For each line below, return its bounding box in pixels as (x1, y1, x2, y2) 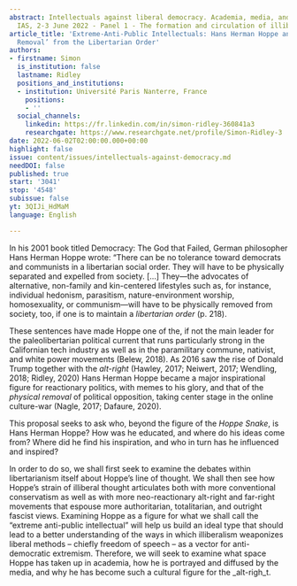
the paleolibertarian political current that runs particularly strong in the (9, 335, 265, 345)
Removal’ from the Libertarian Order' (17, 37, 161, 47)
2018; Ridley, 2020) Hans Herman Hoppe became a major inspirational (9, 373, 266, 383)
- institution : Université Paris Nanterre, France (17, 87, 208, 96)
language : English (9, 210, 77, 220)
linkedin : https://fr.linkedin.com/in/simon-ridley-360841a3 (25, 120, 255, 129)
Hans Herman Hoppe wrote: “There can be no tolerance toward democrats (9, 251, 281, 262)
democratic (9, 548, 51, 559)
